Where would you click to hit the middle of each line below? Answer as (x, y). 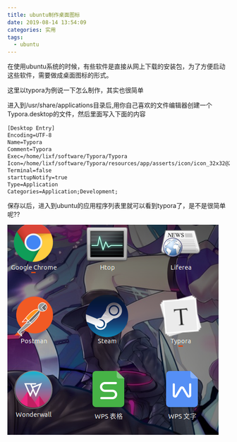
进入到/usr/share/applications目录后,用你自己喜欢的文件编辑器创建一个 (110, 105)
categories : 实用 (32, 30)
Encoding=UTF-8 (30, 135)
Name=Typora (25, 142)
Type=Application (33, 185)
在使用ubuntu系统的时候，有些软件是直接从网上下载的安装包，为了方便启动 (116, 66)
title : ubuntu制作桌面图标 (44, 15)
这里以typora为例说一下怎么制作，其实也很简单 (75, 90)
